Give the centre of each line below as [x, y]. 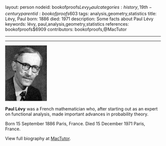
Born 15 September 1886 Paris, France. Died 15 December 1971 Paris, [75, 123]
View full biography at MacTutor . [38, 138]
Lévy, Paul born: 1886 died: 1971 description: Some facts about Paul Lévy [79, 19]
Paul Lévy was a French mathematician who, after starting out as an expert [82, 109]
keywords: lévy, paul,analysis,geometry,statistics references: [67, 24]
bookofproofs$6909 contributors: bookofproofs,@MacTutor [66, 29]
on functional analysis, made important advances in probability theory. [77, 114]
